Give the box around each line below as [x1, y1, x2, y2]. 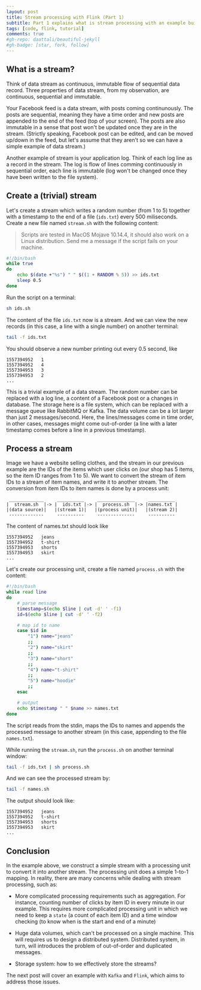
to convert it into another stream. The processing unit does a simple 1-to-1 [6, 868, 188, 876]
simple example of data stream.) [6, 142, 86, 150]
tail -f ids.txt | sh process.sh [6, 764, 90, 770]
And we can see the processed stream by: [6, 775, 111, 782]
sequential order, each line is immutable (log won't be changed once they [6, 167, 187, 174]
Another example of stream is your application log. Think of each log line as [6, 154, 193, 162]
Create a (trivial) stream [6, 191, 97, 201]
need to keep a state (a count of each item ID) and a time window [14, 912, 178, 919]
